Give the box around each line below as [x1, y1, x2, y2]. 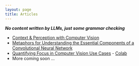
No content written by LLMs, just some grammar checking [5, 25, 125, 31]
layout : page [5, 7, 32, 12]
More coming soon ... [12, 55, 55, 61]
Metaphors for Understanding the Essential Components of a [12, 40, 135, 45]
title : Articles [5, 12, 38, 17]
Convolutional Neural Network [12, 45, 73, 51]
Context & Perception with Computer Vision [12, 35, 100, 41]
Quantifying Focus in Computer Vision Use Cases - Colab [12, 50, 127, 56]
